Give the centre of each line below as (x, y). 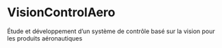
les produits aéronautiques (45, 38)
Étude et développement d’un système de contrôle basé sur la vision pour (111, 31)
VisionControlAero (61, 13)
